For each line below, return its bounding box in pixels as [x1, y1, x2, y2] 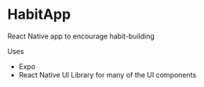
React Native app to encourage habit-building [7, 31, 155, 41]
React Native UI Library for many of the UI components [18, 70, 197, 79]
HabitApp [7, 5, 71, 24]
